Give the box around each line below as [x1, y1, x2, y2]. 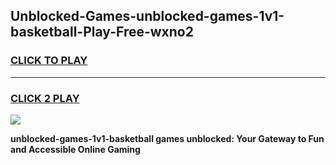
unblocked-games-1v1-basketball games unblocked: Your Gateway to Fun [10, 132, 325, 144]
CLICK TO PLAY [10, 54, 88, 68]
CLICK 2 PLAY [10, 91, 80, 105]
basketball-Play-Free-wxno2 [10, 24, 194, 41]
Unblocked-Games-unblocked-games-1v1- [10, 8, 285, 25]
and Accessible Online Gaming [10, 143, 141, 155]
